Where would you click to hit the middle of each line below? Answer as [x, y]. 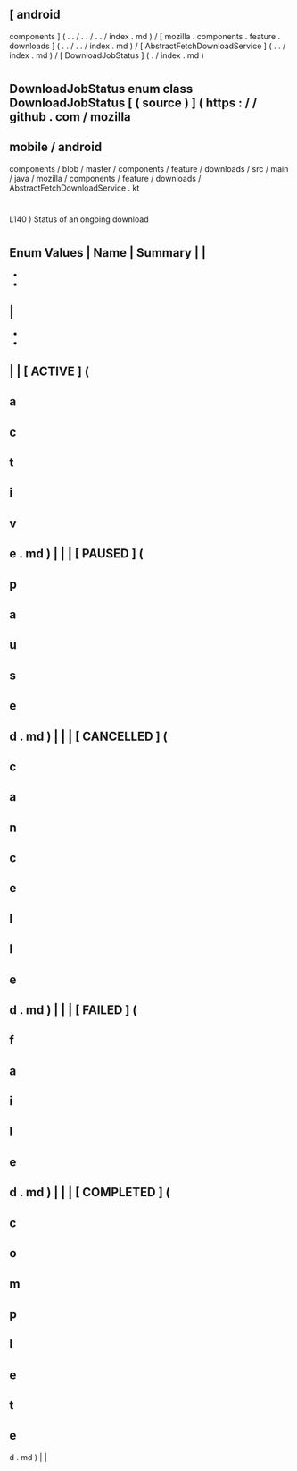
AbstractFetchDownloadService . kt [74, 188]
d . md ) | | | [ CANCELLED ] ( [88, 736]
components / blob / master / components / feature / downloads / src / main [149, 168]
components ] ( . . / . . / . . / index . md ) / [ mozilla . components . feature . [145, 36]
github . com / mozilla [70, 117]
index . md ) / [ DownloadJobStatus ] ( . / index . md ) [107, 55]
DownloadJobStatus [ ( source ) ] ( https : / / [133, 103]
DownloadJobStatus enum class [101, 89]
